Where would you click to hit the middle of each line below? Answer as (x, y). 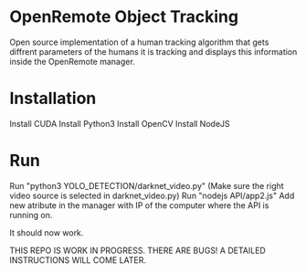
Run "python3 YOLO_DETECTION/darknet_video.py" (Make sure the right (147, 185)
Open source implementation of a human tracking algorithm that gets (139, 42)
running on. (31, 215)
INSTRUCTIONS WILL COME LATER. (78, 260)
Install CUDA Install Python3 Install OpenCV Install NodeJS (120, 123)
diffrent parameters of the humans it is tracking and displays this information (153, 51)
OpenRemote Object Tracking (124, 17)
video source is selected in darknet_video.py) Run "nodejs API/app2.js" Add (152, 195)
